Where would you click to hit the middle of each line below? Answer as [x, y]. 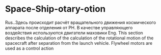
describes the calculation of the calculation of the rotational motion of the [79, 38]
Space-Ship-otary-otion [55, 9]
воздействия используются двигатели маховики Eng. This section [74, 33]
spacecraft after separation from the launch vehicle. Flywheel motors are [79, 43]
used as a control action [29, 48]
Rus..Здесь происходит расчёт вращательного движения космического [80, 22]
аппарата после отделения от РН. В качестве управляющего [69, 27]
